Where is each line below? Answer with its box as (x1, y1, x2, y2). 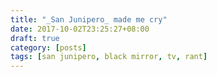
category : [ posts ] (10, 42, 87, 53)
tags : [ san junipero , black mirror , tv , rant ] (10, 52, 208, 62)
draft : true (10, 33, 60, 43)
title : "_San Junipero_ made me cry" (10, 14, 168, 25)
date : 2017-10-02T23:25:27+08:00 (10, 24, 150, 34)
